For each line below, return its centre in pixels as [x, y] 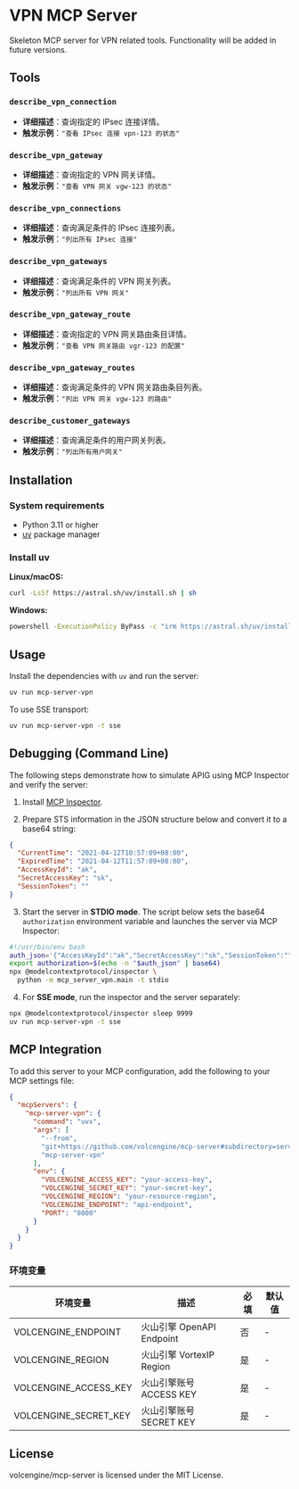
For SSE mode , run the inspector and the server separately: [131, 997]
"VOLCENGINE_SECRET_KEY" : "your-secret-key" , [127, 1188]
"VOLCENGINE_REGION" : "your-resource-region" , [129, 1196]
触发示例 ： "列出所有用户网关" [72, 451]
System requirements [57, 505]
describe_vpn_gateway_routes [73, 368]
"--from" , [59, 1138]
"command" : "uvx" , [67, 1122]
